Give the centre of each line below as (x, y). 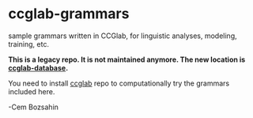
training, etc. (29, 44)
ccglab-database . (38, 67)
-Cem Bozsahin (34, 107)
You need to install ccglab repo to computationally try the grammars (119, 83)
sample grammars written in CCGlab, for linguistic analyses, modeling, (123, 36)
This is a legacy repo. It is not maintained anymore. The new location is (127, 59)
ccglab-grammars (69, 14)
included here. (32, 91)
